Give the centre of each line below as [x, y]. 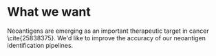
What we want [49, 12]
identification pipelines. [40, 45]
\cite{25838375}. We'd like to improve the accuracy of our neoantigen [107, 38]
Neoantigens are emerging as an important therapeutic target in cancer [108, 31]
